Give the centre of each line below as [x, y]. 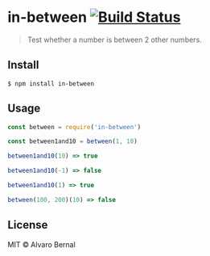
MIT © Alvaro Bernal [41, 244]
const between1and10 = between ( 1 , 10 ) [72, 141]
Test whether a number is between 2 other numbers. [114, 40]
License [28, 225]
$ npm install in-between [51, 84]
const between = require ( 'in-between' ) [74, 127]
